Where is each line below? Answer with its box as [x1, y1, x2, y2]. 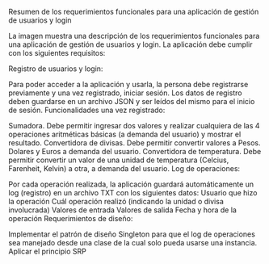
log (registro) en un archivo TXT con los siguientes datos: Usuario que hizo [8, 188, 258, 197]
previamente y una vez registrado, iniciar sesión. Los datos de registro [8, 88, 242, 98]
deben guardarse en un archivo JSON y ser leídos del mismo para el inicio [8, 97, 255, 106]
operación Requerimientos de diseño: [8, 214, 133, 223]
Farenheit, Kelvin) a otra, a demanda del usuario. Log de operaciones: [8, 164, 241, 173]
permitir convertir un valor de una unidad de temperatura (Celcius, [8, 155, 229, 165]
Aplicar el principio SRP [8, 246, 86, 256]
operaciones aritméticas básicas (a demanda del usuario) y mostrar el [8, 129, 242, 139]
